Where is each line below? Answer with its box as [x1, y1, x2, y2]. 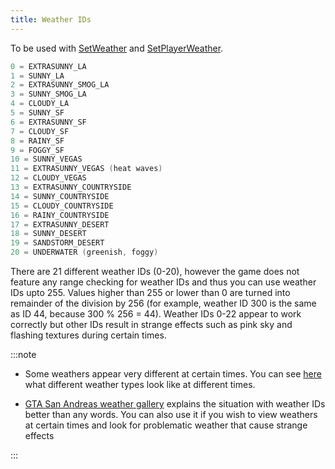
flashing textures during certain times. [10, 329, 167, 341]
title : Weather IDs [10, 14, 92, 25]
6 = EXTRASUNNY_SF [10, 117, 87, 127]
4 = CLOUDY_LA [10, 99, 70, 109]
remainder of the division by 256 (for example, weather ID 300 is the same [10, 297, 317, 309]
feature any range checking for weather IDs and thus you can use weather [10, 276, 317, 288]
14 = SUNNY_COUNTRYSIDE [10, 191, 110, 201]
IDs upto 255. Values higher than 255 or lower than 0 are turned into [10, 287, 291, 298]
